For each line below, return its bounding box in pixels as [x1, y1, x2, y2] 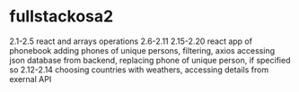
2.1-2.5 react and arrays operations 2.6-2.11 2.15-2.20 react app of [9, 36, 253, 46]
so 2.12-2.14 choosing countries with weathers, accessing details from [9, 64, 269, 75]
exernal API [9, 73, 52, 84]
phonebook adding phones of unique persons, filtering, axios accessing [9, 45, 276, 55]
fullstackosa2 [9, 6, 114, 27]
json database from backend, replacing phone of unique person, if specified [9, 54, 291, 65]
